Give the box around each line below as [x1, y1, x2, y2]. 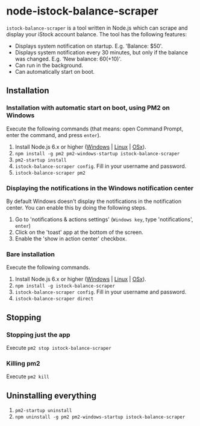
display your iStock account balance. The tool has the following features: [6, 30, 187, 37]
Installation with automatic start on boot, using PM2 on [6, 104, 170, 112]
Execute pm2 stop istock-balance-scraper [6, 344, 111, 351]
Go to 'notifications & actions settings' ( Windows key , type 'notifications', [14, 216, 193, 223]
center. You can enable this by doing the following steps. [6, 204, 147, 211]
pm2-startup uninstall [14, 408, 72, 414]
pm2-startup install [14, 157, 67, 163]
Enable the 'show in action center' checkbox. [14, 234, 127, 242]
